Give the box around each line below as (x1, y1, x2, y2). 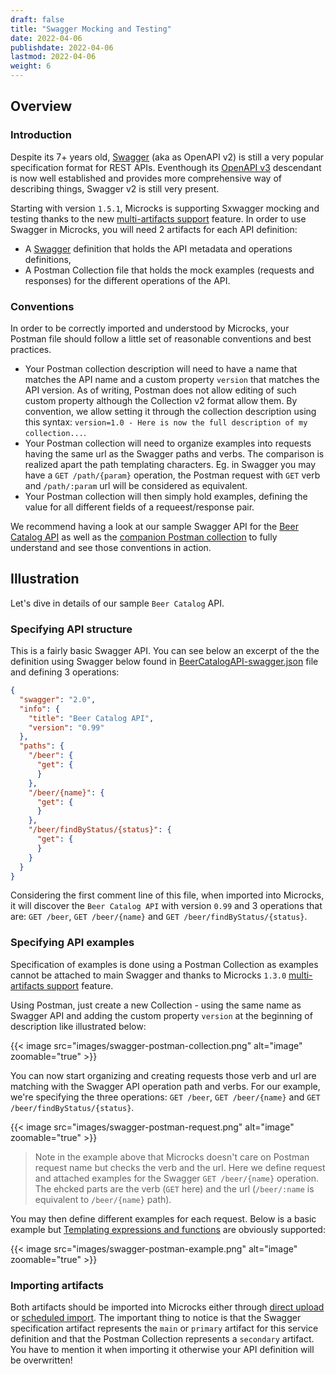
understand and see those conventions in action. (10, 541, 212, 553)
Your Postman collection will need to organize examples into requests (24, 437, 312, 449)
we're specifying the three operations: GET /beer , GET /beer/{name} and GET (10, 1091, 321, 1103)
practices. (10, 343, 52, 355)
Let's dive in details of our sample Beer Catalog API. (10, 597, 225, 609)
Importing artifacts (10, 1278, 104, 1292)
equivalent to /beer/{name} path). (34, 1193, 172, 1205)
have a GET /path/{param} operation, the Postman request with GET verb (24, 469, 321, 481)
